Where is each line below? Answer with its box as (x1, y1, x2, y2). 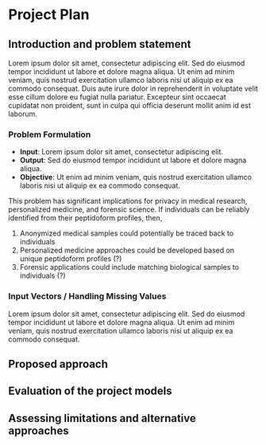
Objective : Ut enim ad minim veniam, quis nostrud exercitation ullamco (19, 173, 253, 182)
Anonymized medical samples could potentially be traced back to (19, 228, 234, 238)
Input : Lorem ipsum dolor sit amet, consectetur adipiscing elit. (19, 147, 224, 157)
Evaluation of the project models (8, 384, 172, 398)
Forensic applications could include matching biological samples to (19, 263, 240, 272)
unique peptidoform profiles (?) (19, 254, 122, 263)
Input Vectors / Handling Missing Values (8, 291, 167, 302)
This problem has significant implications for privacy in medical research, (8, 197, 248, 206)
